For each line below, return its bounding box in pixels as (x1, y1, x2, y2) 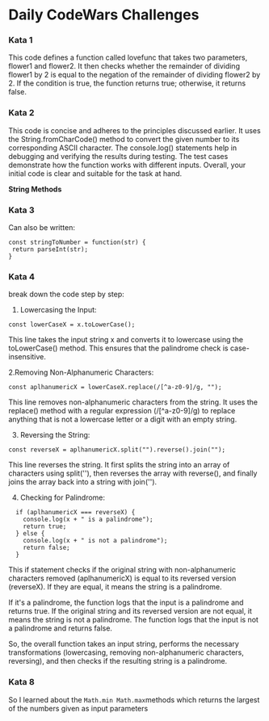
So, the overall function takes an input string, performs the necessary (8, 639, 240, 649)
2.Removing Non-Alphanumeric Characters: (8, 367, 154, 377)
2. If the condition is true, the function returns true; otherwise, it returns (8, 78, 246, 88)
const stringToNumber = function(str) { (8, 238, 147, 247)
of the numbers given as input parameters (8, 703, 149, 713)
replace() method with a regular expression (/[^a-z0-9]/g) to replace (8, 406, 236, 416)
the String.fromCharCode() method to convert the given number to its (8, 134, 240, 144)
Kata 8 (8, 677, 35, 688)
